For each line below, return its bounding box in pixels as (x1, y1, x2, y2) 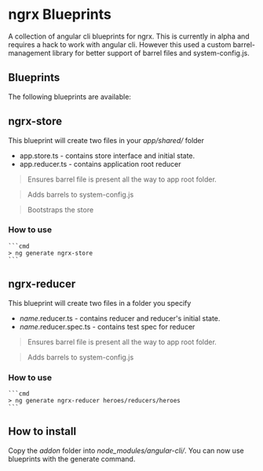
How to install (8, 425, 77, 438)
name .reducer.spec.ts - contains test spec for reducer (19, 322, 195, 331)
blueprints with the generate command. (8, 454, 136, 463)
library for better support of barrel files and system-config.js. (52, 48, 250, 57)
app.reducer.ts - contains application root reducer (19, 159, 181, 168)
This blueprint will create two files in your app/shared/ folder (8, 135, 205, 145)
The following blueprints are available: (8, 92, 132, 101)
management (8, 48, 51, 57)
